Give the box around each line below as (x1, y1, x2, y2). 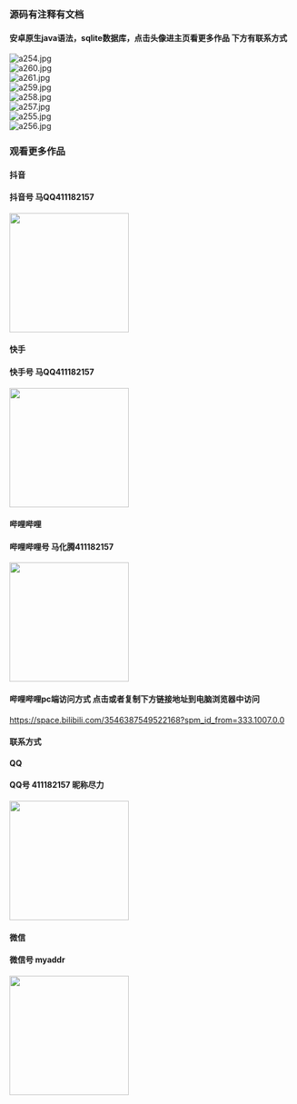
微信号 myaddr (9, 954, 65, 965)
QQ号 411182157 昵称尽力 (9, 780, 104, 791)
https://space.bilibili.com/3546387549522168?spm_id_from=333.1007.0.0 (9, 714, 285, 725)
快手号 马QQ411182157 (9, 366, 94, 378)
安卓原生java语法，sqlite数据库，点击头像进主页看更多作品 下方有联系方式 (9, 32, 288, 43)
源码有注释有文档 (9, 7, 84, 20)
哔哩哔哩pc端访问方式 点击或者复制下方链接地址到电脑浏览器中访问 (9, 693, 261, 705)
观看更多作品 (9, 145, 66, 158)
